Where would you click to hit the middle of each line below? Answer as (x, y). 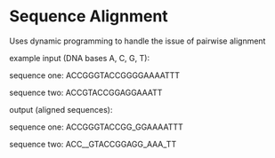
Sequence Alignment (89, 16)
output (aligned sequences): (61, 109)
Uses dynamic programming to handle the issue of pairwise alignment (137, 41)
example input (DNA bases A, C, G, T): (79, 58)
